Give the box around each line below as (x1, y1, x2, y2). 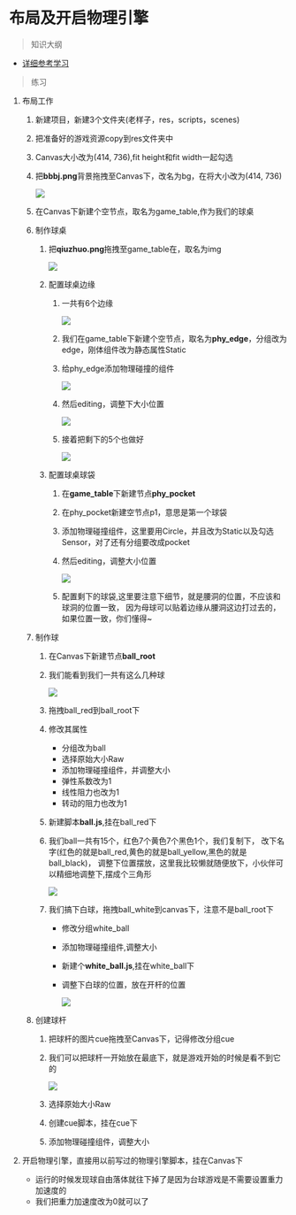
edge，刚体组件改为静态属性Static (61, 344, 187, 355)
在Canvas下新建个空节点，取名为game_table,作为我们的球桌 (34, 205, 254, 217)
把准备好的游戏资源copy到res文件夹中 (34, 133, 174, 143)
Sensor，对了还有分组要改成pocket (61, 536, 190, 547)
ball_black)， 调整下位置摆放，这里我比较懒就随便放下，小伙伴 (48, 857, 277, 868)
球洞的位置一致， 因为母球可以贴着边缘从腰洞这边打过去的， (61, 602, 281, 612)
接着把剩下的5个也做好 (61, 434, 144, 444)
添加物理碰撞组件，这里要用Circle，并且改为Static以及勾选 (61, 526, 274, 536)
